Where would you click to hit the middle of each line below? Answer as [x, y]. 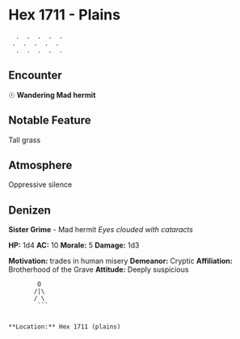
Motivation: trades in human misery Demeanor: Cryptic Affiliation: [120, 261]
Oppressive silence [40, 184]
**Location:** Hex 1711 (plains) [65, 327]
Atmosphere [40, 165]
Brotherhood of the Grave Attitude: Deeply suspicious [99, 269]
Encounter [35, 76]
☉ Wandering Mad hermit [52, 95]
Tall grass [25, 140]
